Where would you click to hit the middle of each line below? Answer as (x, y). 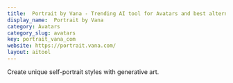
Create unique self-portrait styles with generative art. (83, 72)
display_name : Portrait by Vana (55, 20)
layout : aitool (29, 53)
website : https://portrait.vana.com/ (62, 46)
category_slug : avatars (42, 33)
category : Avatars (34, 26)
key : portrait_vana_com (42, 39)
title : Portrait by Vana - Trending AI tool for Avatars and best (107, 13)
